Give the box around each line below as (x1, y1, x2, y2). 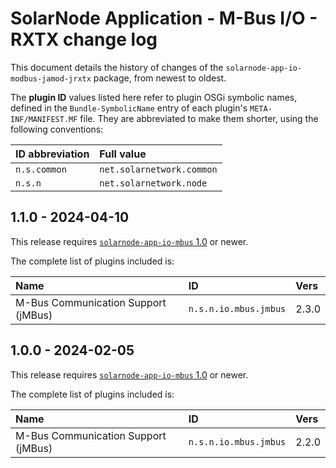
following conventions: (10, 123, 104, 135)
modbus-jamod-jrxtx (10, 73, 92, 84)
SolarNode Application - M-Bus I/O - (10, 7, 318, 30)
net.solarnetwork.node (99, 177, 208, 189)
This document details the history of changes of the (10, 61, 224, 73)
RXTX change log (10, 28, 158, 51)
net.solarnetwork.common (99, 163, 218, 175)
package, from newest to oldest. (93, 72, 227, 84)
